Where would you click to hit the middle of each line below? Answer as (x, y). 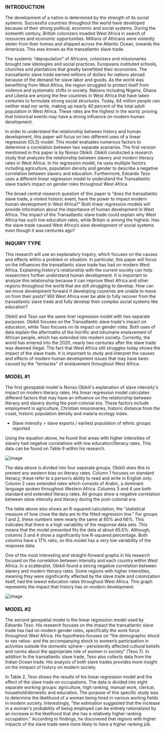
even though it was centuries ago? (40, 231)
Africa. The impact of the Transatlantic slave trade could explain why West (81, 215)
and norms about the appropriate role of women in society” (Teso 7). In (77, 651)
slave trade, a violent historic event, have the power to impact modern (76, 199)
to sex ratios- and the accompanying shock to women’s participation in (77, 641)
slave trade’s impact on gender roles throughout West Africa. (67, 184)
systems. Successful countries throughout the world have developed (75, 23)
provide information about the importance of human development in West (80, 209)
